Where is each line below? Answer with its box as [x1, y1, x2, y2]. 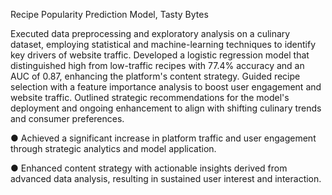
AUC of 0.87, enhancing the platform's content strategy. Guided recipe [10, 70, 301, 82]
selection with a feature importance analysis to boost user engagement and [10, 81, 322, 93]
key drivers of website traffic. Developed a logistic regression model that [10, 49, 310, 61]
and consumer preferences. [10, 113, 125, 124]
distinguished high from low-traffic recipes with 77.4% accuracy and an [10, 60, 305, 71]
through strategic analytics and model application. [10, 143, 217, 154]
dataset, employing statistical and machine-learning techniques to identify [10, 39, 317, 50]
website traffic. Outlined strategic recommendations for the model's [10, 92, 290, 103]
